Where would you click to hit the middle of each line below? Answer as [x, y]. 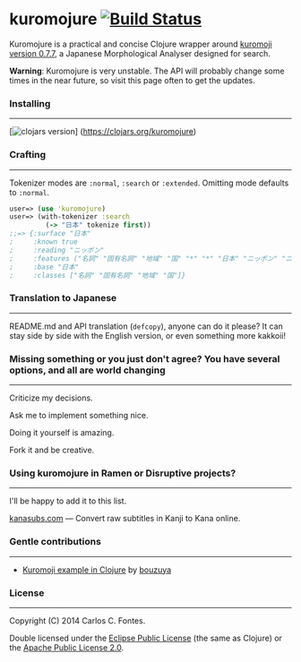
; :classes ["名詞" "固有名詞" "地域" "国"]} [98, 275]
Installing [30, 103]
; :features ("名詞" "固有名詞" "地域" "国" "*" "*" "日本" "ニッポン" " [148, 258]
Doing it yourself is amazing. [62, 433]
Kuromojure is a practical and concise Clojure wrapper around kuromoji [141, 44]
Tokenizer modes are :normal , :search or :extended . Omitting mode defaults [149, 183]
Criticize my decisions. [51, 398]
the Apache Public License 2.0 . [67, 647]
